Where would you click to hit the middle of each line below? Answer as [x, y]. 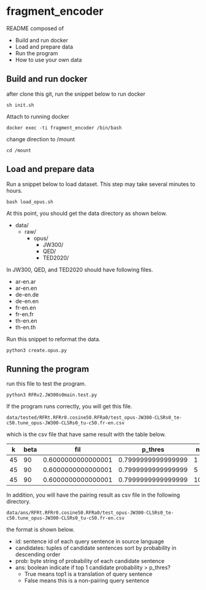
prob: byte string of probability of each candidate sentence [90, 561]
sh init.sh [20, 105]
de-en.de [27, 294]
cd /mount [19, 150]
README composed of [35, 28]
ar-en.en [26, 288]
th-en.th [25, 327]
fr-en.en [26, 308]
